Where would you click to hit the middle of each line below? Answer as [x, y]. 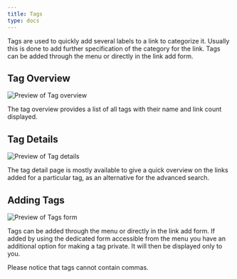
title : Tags [25, 14]
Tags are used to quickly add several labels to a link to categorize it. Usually [118, 41]
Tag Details [33, 139]
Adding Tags [36, 200]
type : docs [23, 21]
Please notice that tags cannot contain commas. [78, 267]
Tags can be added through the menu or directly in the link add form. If [111, 231]
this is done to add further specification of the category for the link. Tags [114, 48]
